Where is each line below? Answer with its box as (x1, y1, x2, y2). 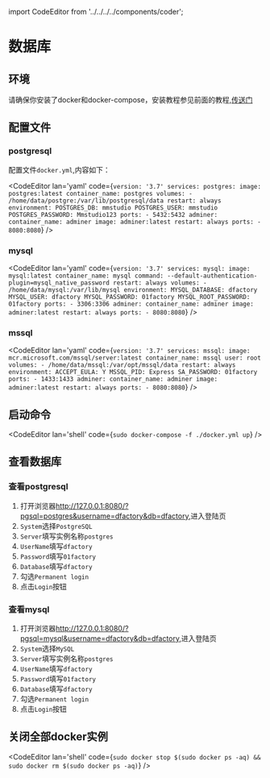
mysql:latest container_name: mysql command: (8, 272, 164, 280)
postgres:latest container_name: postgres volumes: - (8, 189, 193, 198)
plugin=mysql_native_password (8, 278, 110, 287)
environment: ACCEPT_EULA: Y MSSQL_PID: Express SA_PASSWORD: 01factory (8, 368, 258, 377)
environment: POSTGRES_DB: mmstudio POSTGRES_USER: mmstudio (8, 203, 218, 212)
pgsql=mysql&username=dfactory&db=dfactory (19, 634, 180, 643)
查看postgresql (8, 481, 69, 493)
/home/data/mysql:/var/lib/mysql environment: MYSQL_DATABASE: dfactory (8, 285, 258, 293)
